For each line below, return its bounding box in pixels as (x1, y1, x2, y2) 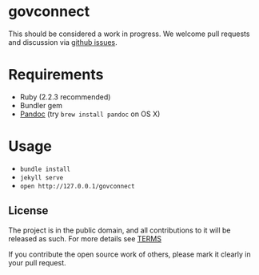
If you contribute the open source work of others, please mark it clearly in (8, 249, 252, 259)
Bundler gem (19, 100, 62, 110)
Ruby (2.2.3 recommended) (19, 91, 111, 102)
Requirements (8, 66, 104, 84)
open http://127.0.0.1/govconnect (19, 182, 135, 190)
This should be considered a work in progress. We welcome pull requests (8, 29, 250, 38)
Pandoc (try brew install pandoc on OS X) (19, 109, 161, 119)
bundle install (19, 165, 71, 173)
